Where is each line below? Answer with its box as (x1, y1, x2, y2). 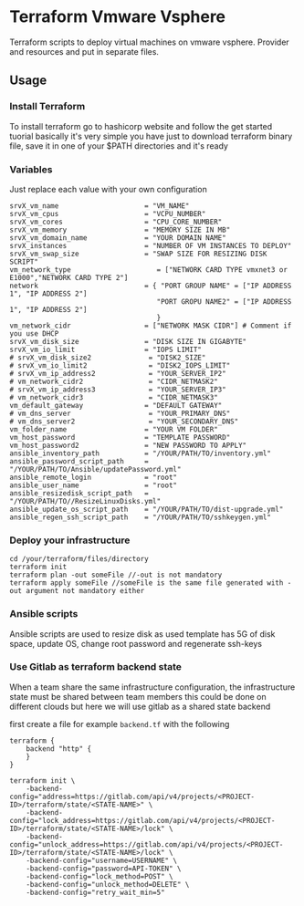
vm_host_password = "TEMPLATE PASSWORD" (9, 432, 231, 442)
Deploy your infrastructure (9, 534, 131, 547)
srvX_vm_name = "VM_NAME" (9, 201, 190, 211)
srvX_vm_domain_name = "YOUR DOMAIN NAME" (9, 233, 226, 243)
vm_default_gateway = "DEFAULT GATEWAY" (9, 401, 223, 410)
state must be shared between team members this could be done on (9, 691, 267, 702)
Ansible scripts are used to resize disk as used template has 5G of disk (9, 628, 276, 640)
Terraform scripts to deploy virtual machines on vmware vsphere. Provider (9, 36, 289, 47)
